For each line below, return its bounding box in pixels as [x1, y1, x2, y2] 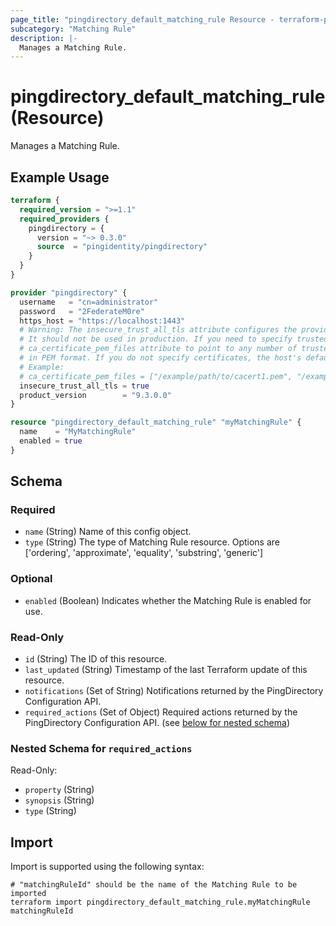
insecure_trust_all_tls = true [19, 381, 150, 391]
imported [10, 889, 47, 899]
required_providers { [19, 214, 110, 224]
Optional [10, 572, 53, 586]
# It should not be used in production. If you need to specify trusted [19, 334, 329, 345]
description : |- [10, 33, 78, 43]
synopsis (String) [24, 794, 95, 806]
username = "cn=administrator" [19, 297, 159, 307]
